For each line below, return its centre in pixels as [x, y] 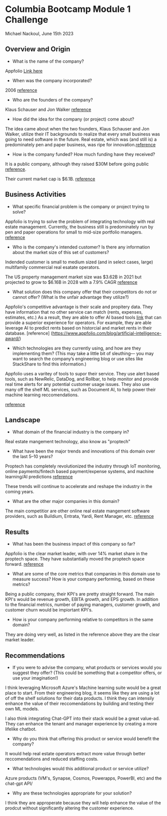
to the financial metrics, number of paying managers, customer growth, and [83, 605]
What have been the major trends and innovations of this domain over [84, 451]
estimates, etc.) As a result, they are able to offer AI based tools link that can [83, 317]
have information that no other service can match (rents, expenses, [74, 312]
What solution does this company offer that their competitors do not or [84, 292]
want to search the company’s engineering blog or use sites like [78, 358]
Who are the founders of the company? [52, 100]
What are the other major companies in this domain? [66, 501]
